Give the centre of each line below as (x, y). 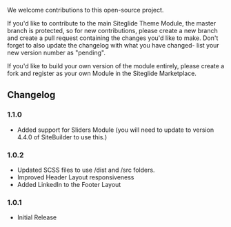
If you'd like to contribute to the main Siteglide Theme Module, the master (112, 23)
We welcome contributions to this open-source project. (86, 10)
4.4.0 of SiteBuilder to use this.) (62, 137)
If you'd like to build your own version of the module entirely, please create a (116, 66)
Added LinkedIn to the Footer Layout (69, 184)
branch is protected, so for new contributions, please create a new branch (113, 31)
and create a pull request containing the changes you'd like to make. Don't (113, 38)
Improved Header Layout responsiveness (76, 177)
